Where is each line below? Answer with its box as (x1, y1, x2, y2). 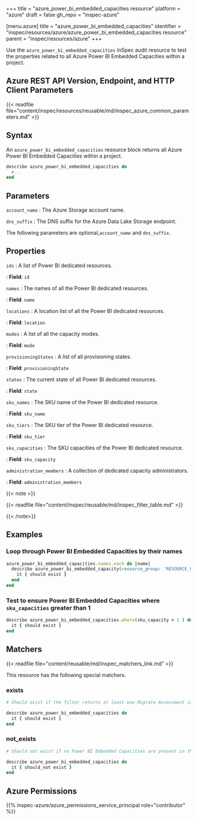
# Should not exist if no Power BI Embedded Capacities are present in (6, 748, 185, 754)
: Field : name (6, 296, 35, 303)
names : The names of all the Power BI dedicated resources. (6, 285, 149, 292)
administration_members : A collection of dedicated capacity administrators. (6, 467, 189, 474)
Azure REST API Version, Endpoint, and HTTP (6, 76, 175, 86)
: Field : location (6, 319, 46, 326)
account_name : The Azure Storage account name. (6, 206, 125, 214)
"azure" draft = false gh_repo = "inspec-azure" (6, 11, 120, 18)
